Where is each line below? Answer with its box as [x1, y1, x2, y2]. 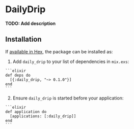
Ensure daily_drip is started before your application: [12, 95, 124, 101]
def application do [5, 109, 47, 114]
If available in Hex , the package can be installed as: [5, 48, 113, 54]
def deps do [5, 73, 31, 78]
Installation [5, 35, 42, 44]
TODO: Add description [5, 20, 56, 26]
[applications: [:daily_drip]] [10, 113, 76, 119]
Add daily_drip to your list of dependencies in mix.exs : [12, 58, 129, 64]
